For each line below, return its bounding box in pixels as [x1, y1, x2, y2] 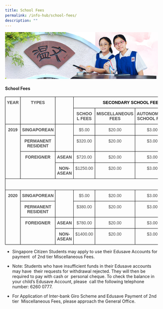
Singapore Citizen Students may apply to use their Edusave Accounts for [12, 248, 158, 254]
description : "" [5, 18, 38, 23]
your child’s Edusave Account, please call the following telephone [12, 278, 145, 284]
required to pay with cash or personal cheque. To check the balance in [12, 273, 155, 279]
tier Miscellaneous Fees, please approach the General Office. [12, 298, 136, 304]
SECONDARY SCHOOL [102, 99, 149, 105]
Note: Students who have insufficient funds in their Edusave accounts [12, 263, 151, 269]
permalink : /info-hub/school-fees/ [5, 13, 77, 18]
